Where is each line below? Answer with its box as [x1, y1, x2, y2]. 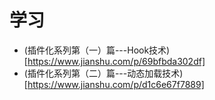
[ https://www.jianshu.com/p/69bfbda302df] [23, 55, 206, 67]
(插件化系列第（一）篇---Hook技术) [23, 44, 171, 56]
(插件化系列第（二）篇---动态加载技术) [23, 67, 184, 79]
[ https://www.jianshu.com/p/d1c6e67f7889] [23, 78, 205, 90]
